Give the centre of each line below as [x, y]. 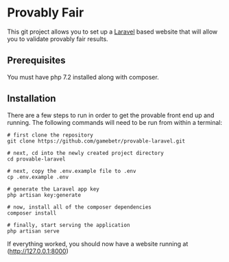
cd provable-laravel [37, 159]
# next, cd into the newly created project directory [86, 153]
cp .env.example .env [38, 177]
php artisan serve [33, 231]
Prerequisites [36, 61]
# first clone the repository [50, 135]
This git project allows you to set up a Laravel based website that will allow [112, 32]
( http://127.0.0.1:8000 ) [38, 251]
